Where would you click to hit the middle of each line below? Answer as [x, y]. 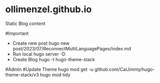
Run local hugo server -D [39, 54]
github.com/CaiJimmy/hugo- [125, 69]
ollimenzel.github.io [48, 9]
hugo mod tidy [55, 74]
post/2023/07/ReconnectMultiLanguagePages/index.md [72, 48]
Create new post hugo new [41, 43]
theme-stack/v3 [22, 74]
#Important [17, 33]
